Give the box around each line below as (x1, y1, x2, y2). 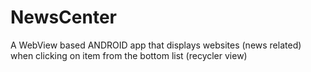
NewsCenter (10, 6, 118, 29)
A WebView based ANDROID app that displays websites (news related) (10, 39, 302, 51)
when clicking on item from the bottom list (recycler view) (10, 49, 248, 61)
